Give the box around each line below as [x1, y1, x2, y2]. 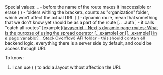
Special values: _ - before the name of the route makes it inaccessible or [5, 4, 151, 10]
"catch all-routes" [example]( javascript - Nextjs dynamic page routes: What [5, 25, 158, 31]
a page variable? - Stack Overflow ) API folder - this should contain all [5, 35, 145, 41]
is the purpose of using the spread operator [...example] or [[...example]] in [5, 30, 157, 36]
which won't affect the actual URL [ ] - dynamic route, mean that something [5, 15, 158, 20]
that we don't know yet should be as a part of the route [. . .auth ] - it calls [5, 19, 154, 25]
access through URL [5, 46, 47, 51]
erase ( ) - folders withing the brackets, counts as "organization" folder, [5, 9, 150, 15]
